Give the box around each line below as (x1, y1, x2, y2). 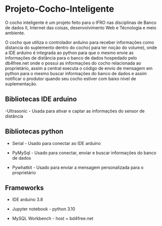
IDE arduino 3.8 (12, 197, 43, 203)
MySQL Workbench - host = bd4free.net (12, 216, 93, 222)
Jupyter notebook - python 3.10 (12, 206, 75, 212)
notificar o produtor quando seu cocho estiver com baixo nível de (5, 76, 136, 82)
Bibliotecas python (5, 127, 64, 136)
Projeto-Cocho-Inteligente (5, 3, 114, 15)
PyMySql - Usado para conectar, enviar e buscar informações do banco (12, 150, 157, 156)
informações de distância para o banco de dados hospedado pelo (5, 55, 137, 61)
